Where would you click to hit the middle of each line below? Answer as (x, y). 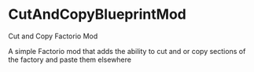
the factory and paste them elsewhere (70, 59)
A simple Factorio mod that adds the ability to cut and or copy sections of (127, 51)
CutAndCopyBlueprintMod (97, 14)
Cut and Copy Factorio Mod (53, 36)
